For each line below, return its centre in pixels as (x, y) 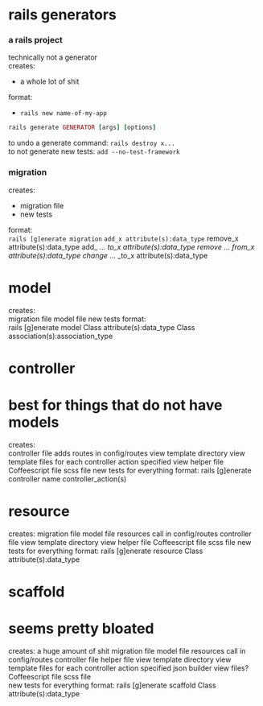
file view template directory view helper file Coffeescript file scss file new (130, 542)
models (34, 422)
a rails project (35, 40)
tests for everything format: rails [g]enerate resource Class (106, 551)
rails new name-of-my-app (63, 114)
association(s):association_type (61, 336)
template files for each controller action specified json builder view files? (129, 668)
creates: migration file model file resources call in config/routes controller (130, 534)
